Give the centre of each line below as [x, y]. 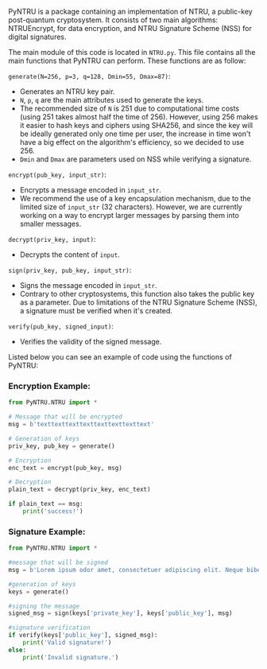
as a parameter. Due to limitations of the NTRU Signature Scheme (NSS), [139, 302]
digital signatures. [37, 37]
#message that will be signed [58, 563]
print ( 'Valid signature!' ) [67, 643]
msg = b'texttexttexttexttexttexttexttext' [81, 425]
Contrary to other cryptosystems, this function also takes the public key [137, 294]
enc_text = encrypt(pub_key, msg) [66, 468]
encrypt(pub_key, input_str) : [58, 175]
